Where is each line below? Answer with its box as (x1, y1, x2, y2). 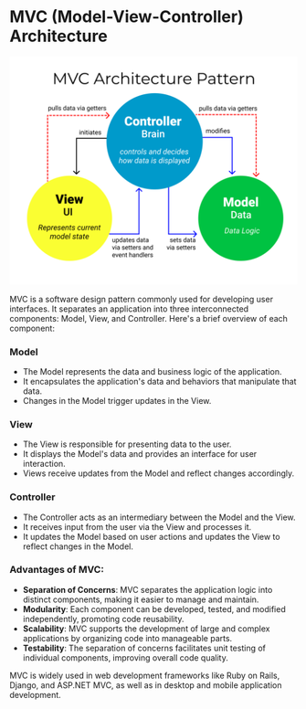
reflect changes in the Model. (22, 541, 134, 552)
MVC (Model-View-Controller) (9, 6, 244, 27)
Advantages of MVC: (9, 564, 105, 577)
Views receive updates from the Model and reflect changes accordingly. (22, 468, 295, 479)
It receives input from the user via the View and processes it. (22, 521, 252, 532)
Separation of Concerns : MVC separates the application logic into (22, 584, 273, 595)
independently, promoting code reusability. (22, 613, 185, 624)
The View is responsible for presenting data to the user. (22, 439, 232, 450)
